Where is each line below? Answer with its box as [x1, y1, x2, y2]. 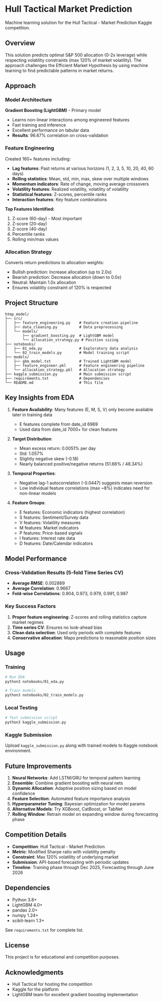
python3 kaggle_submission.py [5, 720, 67, 725]
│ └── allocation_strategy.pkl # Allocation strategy [5, 367, 125, 372]
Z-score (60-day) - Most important [12, 215, 82, 221]
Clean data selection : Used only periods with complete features [12, 629, 141, 635]
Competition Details [5, 830, 67, 839]
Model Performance [5, 555, 67, 563]
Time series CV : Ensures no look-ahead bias [12, 624, 102, 630]
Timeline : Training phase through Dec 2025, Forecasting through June [12, 864, 154, 870]
